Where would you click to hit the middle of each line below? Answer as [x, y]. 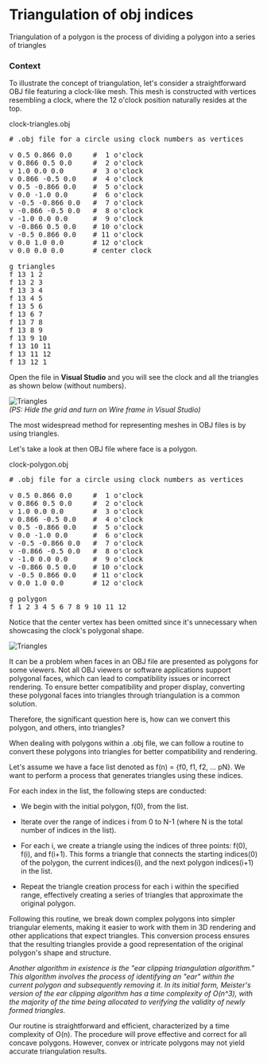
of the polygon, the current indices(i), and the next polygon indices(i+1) [137, 863]
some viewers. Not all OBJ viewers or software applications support [120, 670]
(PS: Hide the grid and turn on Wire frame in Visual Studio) [105, 410]
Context [25, 65]
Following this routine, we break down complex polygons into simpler [122, 919]
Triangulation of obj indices [101, 15]
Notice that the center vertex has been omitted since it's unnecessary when [133, 622]
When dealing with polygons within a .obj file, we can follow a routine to [127, 743]
